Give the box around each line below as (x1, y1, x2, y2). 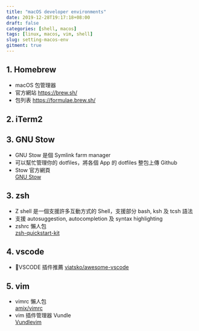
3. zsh (6, 191, 30, 201)
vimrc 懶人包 (14, 298, 47, 305)
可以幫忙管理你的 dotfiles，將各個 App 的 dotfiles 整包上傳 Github (14, 159, 178, 166)
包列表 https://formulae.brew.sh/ (14, 96, 96, 104)
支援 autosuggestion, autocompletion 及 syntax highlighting (14, 215, 163, 222)
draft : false (6, 20, 39, 26)
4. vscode (6, 247, 45, 257)
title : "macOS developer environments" (6, 8, 107, 15)
